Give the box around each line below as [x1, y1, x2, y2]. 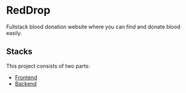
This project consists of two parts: [6, 62, 91, 69]
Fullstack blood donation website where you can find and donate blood [6, 23, 181, 30]
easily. [6, 29, 22, 36]
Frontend [14, 73, 38, 81]
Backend [14, 80, 37, 87]
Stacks [6, 47, 33, 57]
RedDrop [6, 4, 51, 17]
